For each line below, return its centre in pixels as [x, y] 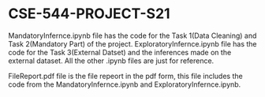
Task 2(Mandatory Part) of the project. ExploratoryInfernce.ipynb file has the [132, 43]
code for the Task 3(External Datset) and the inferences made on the [120, 52]
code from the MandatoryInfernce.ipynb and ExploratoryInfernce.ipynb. [125, 84]
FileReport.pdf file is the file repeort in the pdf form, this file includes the [125, 76]
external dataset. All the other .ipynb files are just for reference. [111, 61]
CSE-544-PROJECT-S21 [90, 14]
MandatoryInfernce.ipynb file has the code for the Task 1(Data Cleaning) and [132, 35]
